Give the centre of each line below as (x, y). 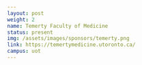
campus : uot (24, 51)
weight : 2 (21, 20)
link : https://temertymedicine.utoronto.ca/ (71, 45)
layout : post (26, 13)
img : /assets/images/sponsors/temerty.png (68, 39)
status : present (30, 32)
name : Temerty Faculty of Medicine (58, 26)
